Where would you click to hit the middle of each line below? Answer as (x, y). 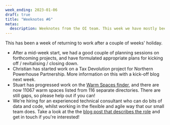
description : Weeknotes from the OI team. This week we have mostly (83, 29)
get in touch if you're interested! (46, 117)
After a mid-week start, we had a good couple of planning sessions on (86, 53)
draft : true (18, 15)
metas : (12, 24)
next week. (24, 80)
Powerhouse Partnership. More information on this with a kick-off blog (86, 74)
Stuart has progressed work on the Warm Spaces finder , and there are (86, 85)
